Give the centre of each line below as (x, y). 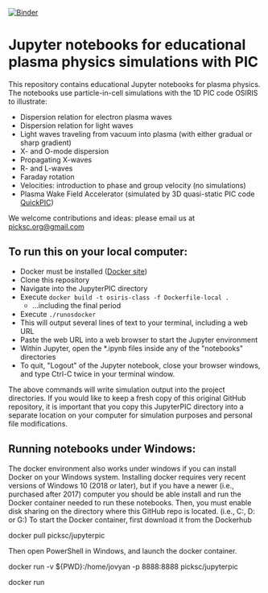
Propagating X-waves (56, 159)
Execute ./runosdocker (58, 314)
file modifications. (38, 423)
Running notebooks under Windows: (102, 449)
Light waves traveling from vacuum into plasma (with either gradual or (136, 134)
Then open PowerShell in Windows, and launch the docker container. (123, 550)
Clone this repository (55, 280)
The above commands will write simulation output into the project (117, 389)
